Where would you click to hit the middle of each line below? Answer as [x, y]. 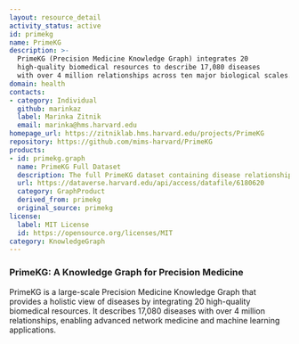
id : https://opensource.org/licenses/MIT [95, 233]
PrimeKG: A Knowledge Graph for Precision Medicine [126, 273]
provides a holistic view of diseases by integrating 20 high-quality [130, 301]
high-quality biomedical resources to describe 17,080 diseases [139, 68]
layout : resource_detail [55, 17]
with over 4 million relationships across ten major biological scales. [155, 76]
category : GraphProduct [61, 192]
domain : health [37, 84]
